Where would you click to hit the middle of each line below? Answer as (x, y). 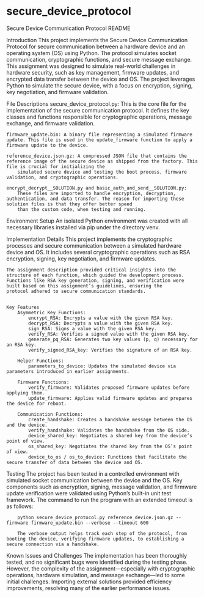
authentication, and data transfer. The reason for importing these (95, 199)
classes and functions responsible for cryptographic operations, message (99, 117)
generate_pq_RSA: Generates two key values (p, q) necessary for (113, 339)
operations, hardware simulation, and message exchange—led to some (96, 575)
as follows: (20, 506)
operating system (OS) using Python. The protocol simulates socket (92, 53)
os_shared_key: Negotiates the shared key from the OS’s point (110, 446)
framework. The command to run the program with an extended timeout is (100, 500)
